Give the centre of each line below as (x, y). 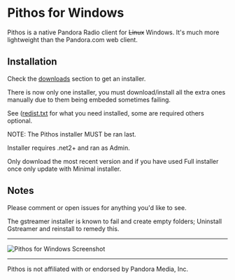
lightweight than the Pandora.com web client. (72, 39)
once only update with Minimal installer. (64, 169)
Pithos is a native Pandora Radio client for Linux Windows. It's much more (113, 32)
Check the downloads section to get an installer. (77, 78)
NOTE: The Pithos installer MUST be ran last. (72, 134)
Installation (32, 62)
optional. (20, 120)
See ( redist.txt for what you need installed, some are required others (106, 113)
